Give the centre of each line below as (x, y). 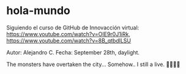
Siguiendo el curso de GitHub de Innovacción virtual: (73, 28)
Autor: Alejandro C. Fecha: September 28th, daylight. (73, 52)
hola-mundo (38, 11)
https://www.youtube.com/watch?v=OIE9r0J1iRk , (68, 34)
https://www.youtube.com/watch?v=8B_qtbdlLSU (69, 40)
